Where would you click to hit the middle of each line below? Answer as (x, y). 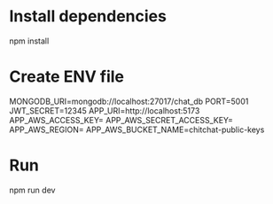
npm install (29, 41)
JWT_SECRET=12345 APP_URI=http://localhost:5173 (105, 110)
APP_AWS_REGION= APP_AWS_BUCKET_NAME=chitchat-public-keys (137, 129)
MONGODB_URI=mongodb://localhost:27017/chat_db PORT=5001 (129, 101)
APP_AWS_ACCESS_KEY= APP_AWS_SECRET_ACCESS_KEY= (121, 120)
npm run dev (32, 190)
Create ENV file (67, 77)
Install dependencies (88, 16)
